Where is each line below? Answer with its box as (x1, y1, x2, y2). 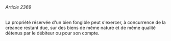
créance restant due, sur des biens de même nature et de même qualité (5, 25, 156, 31)
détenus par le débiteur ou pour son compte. (5, 30, 100, 36)
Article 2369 (5, 4, 32, 10)
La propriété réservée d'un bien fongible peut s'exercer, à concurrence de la (5, 19, 166, 25)
